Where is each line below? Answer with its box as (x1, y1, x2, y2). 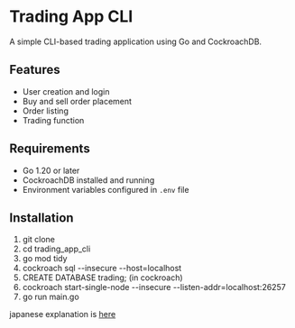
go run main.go (22, 291, 79, 303)
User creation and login (22, 86, 110, 96)
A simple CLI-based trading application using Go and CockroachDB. (9, 36, 263, 47)
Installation (9, 210, 74, 225)
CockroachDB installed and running (22, 174, 155, 186)
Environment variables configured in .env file (22, 184, 189, 195)
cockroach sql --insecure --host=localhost (22, 263, 182, 274)
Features (9, 62, 60, 77)
